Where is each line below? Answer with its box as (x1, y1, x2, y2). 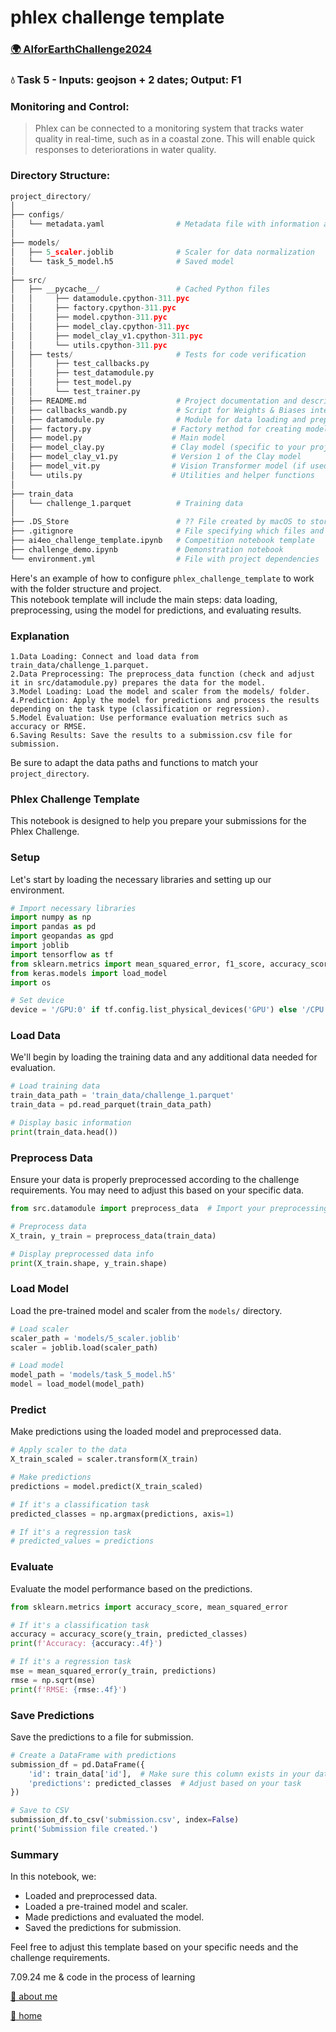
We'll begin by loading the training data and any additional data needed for (10, 1051, 318, 1063)
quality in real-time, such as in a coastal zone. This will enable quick (34, 133, 316, 145)
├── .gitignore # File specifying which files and (10, 526, 325, 536)
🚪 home (10, 2010, 43, 2022)
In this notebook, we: (10, 1871, 97, 1883)
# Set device (10, 996, 65, 1006)
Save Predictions (10, 1708, 95, 1722)
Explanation (10, 629, 70, 643)
